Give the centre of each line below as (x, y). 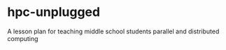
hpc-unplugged (54, 12)
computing (23, 38)
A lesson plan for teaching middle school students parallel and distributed (113, 31)
